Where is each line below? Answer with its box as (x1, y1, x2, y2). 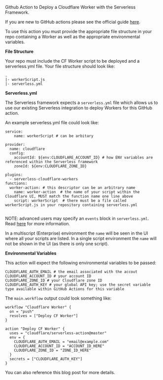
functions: (5, 181, 28, 186)
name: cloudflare (9, 146, 45, 151)
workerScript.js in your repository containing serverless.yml (5, 203, 138, 207)
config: (9, 151, 26, 156)
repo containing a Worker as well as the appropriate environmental (5, 34, 140, 39)
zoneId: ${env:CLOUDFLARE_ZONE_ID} (14, 164, 87, 169)
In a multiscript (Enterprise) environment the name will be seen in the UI (5, 230, 148, 236)
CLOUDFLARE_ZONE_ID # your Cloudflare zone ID (5, 278, 102, 283)
